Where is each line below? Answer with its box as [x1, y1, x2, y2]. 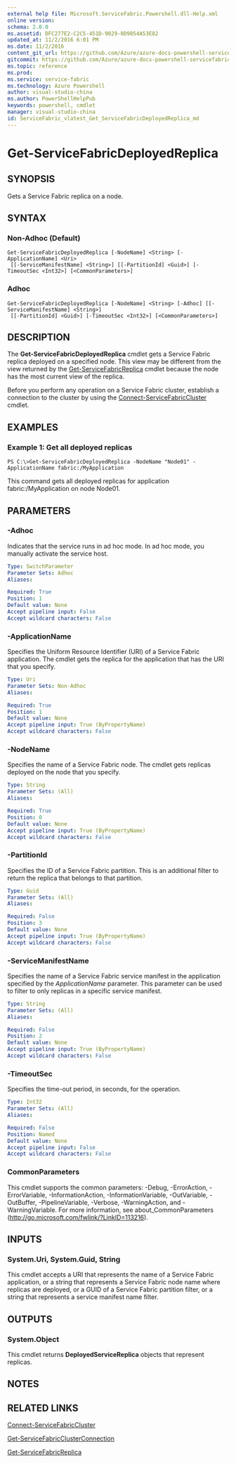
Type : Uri [7, 676, 37, 683]
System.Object [7, 1334, 60, 1344]
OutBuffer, [7, 1198, 37, 1206]
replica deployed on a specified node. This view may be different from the [7, 357, 221, 366]
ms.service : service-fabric [7, 75, 90, 83]
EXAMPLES [7, 421, 58, 433]
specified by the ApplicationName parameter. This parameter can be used [7, 979, 223, 988]
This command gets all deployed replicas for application [7, 477, 170, 485]
